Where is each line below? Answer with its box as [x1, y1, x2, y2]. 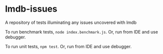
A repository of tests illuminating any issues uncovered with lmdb [5, 19, 137, 25]
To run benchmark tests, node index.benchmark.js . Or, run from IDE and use [5, 29, 158, 35]
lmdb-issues [5, 3, 58, 15]
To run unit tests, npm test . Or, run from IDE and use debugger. [5, 43, 132, 49]
